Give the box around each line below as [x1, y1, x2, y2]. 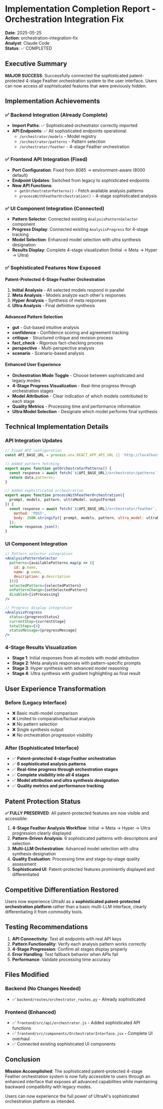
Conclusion [5, 1056, 41, 1064]
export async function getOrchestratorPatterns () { [5, 466, 112, 471]
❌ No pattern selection [12, 721, 58, 727]
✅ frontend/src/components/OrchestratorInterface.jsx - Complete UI [12, 1030, 153, 1036]
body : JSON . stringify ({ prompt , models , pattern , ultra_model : [14, 515, 145, 520]
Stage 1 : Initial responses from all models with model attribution [12, 655, 139, 661]
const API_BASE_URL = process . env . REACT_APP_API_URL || [5, 453, 120, 458]
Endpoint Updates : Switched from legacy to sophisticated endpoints [12, 177, 149, 183]
